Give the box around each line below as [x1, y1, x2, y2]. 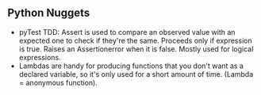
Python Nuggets [7, 6, 90, 20]
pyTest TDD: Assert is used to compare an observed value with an [18, 27, 236, 36]
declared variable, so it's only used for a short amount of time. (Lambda [18, 69, 254, 78]
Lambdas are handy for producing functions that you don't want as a [18, 61, 244, 70]
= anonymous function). [18, 78, 98, 87]
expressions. [18, 52, 61, 62]
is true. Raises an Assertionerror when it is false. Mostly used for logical [18, 44, 254, 54]
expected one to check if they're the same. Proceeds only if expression [18, 36, 252, 45]
